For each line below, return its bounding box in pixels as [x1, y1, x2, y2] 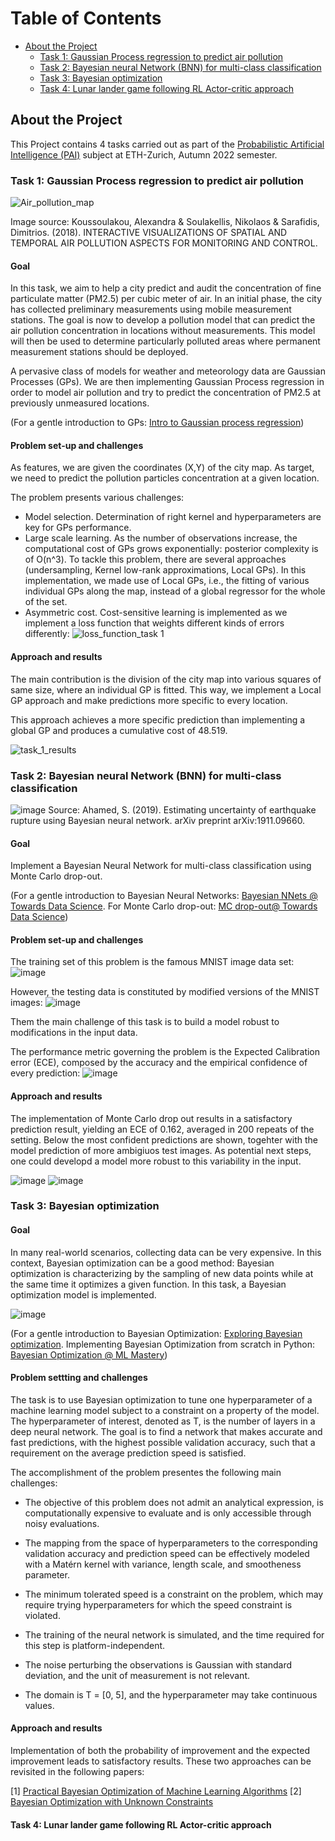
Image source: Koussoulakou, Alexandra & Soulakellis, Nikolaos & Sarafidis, [10, 216, 320, 228]
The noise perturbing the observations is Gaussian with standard [24, 1658, 293, 1671]
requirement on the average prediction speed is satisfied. [10, 1447, 247, 1459]
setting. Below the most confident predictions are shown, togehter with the [10, 1133, 319, 1146]
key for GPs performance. [24, 522, 132, 534]
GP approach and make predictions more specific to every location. [10, 694, 288, 706]
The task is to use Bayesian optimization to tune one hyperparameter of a [10, 1393, 313, 1406]
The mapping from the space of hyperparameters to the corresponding [24, 1537, 318, 1549]
